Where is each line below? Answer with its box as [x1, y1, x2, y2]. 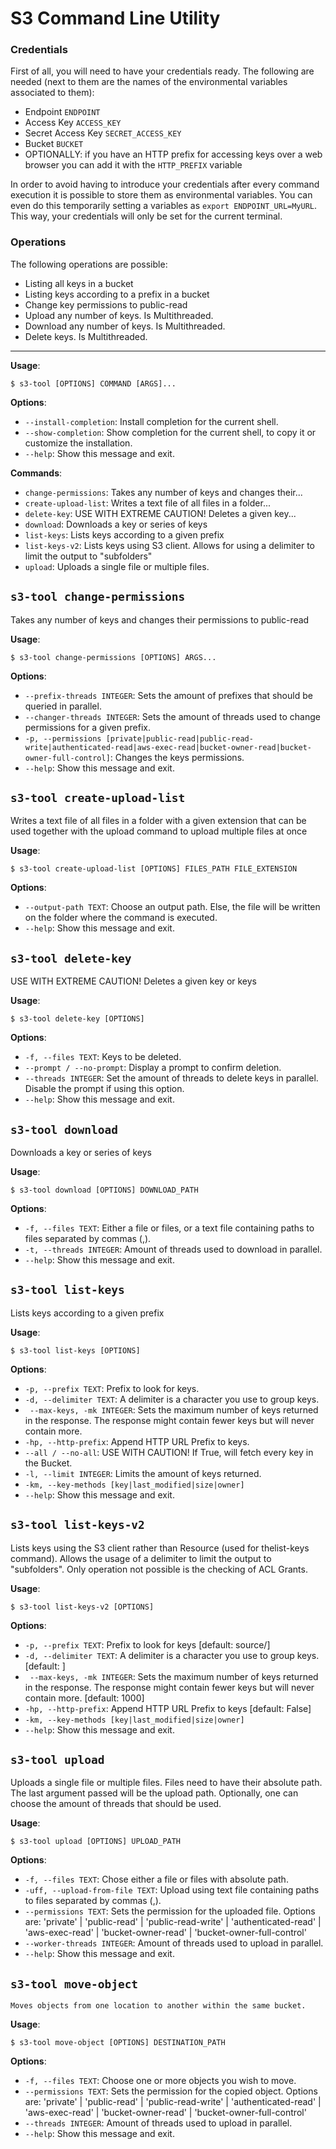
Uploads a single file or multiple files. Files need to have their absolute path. [10, 1777, 323, 1789]
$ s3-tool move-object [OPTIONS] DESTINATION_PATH [10, 2038, 226, 2048]
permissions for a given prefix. [24, 721, 151, 733]
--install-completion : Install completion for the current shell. [24, 415, 279, 427]
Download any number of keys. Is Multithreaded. [24, 320, 226, 332]
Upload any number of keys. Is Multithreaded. [24, 309, 214, 321]
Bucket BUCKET [24, 138, 84, 150]
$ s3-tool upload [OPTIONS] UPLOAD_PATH [10, 1837, 182, 1847]
